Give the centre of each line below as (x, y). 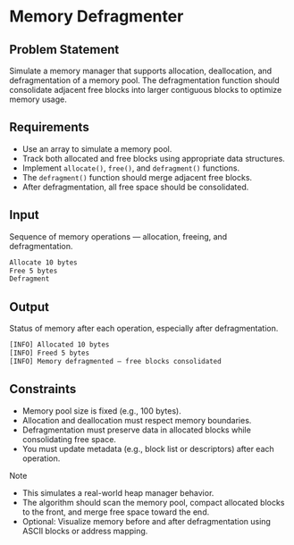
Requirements (49, 127)
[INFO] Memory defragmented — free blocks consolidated (115, 361)
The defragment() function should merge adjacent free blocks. (137, 177)
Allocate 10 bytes (43, 262)
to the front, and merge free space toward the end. (116, 512)
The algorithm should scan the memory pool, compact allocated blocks (153, 502)
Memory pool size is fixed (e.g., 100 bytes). (101, 411)
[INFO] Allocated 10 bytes (59, 345)
